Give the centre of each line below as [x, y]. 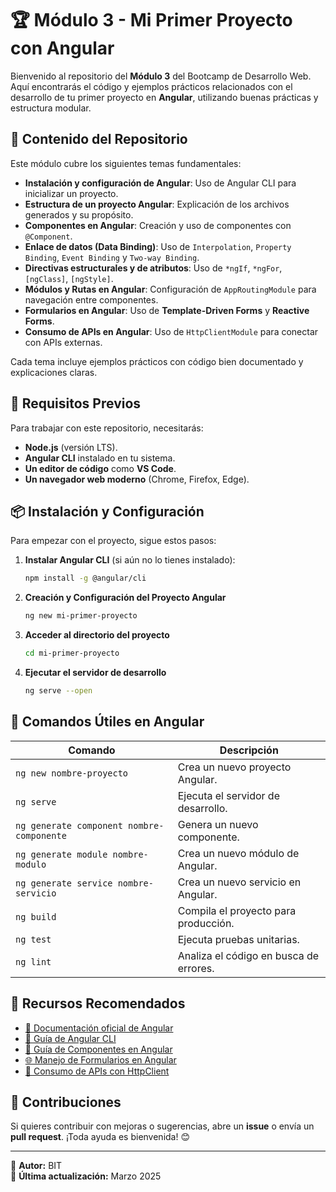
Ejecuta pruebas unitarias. [238, 939]
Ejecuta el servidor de [228, 795]
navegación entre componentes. [91, 299]
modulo [31, 864]
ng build [36, 916]
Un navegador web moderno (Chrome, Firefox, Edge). [137, 479]
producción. [206, 923]
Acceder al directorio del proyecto [97, 635]
